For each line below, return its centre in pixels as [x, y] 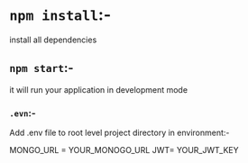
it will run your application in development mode [98, 89]
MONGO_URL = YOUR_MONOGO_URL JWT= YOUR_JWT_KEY [124, 150]
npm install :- [60, 15]
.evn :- [23, 113]
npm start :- [41, 68]
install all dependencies [53, 40]
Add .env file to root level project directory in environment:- [119, 133]
